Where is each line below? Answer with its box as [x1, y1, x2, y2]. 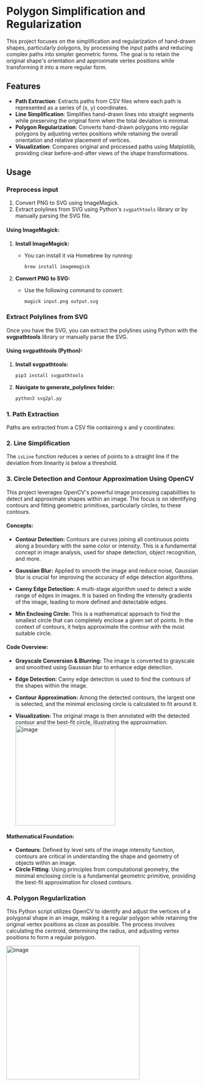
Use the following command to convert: [24, 286, 124, 294]
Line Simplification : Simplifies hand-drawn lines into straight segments [15, 110, 194, 117]
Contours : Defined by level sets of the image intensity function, [15, 846, 175, 854]
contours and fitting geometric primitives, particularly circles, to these [6, 501, 181, 508]
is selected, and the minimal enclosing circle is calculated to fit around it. [15, 700, 198, 707]
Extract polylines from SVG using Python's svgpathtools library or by [15, 206, 188, 213]
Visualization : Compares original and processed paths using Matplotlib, [15, 142, 196, 150]
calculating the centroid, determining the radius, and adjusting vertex [6, 927, 180, 934]
